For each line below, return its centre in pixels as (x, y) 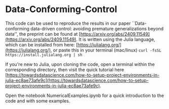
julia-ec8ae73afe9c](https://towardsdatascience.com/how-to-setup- (77, 80)
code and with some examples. (38, 101)
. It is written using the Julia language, (116, 39)
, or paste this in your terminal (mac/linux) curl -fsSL (106, 50)
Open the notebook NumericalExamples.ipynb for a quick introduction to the (85, 95)
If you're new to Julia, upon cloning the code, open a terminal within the (80, 64)
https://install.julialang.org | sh (44, 55)
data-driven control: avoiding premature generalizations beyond (97, 28)
